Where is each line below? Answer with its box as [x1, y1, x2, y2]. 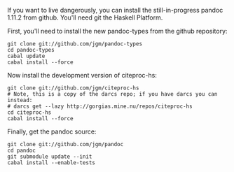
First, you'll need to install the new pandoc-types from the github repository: [7, 27, 228, 35]
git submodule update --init [7, 153, 92, 160]
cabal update [7, 52, 46, 59]
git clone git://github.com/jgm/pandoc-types [7, 41, 142, 48]
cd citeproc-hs [7, 109, 52, 116]
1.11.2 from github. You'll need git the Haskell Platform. [7, 13, 163, 22]
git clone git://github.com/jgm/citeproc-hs [7, 85, 139, 92]
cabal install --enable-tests [7, 159, 96, 166]
